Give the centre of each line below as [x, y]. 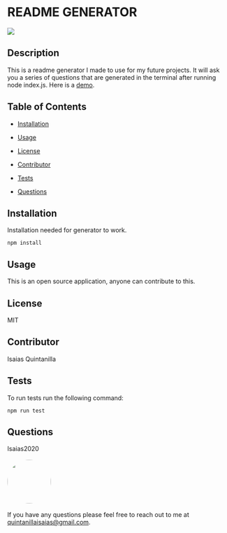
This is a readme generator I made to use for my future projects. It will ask [113, 70]
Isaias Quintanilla [32, 359]
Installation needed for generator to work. [67, 230]
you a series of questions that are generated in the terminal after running [112, 77]
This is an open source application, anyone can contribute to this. [101, 281]
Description [33, 53]
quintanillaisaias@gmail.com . [49, 523]
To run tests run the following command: [65, 398]
